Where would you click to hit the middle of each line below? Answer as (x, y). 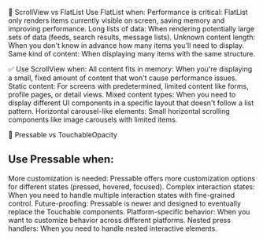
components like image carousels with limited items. (93, 119)
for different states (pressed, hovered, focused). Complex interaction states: (131, 186)
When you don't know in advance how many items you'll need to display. (126, 46)
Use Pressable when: (61, 160)
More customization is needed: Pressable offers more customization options (132, 178)
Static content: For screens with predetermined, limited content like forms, (129, 86)
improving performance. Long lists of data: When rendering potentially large (131, 29)
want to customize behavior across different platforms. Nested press (119, 220)
